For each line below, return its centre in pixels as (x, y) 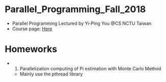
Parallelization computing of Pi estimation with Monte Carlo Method (90, 68)
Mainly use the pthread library (51, 74)
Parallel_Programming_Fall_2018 (75, 9)
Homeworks (31, 49)
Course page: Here (32, 28)
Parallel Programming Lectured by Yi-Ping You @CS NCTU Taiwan (82, 23)
